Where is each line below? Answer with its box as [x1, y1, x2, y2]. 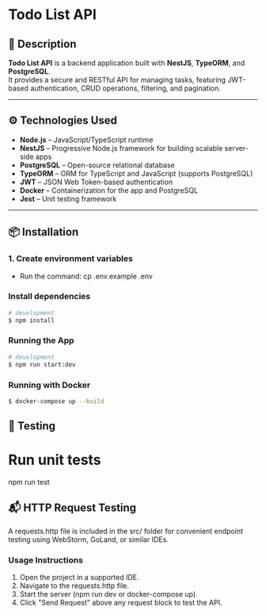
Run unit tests [8, 451, 101, 469]
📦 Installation [8, 225, 79, 239]
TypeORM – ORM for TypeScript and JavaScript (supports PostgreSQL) [19, 168, 253, 178]
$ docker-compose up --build [8, 397, 104, 406]
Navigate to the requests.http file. [19, 581, 129, 590]
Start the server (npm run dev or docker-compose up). [19, 590, 198, 599]
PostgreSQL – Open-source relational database [19, 160, 176, 170]
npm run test [8, 478, 50, 487]
